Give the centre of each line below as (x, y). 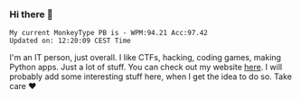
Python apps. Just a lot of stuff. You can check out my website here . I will (146, 67)
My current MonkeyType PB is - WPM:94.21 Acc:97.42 (108, 33)
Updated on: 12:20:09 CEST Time (70, 41)
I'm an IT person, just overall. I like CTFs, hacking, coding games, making (146, 58)
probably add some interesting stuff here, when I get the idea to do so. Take (150, 76)
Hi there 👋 (32, 14)
